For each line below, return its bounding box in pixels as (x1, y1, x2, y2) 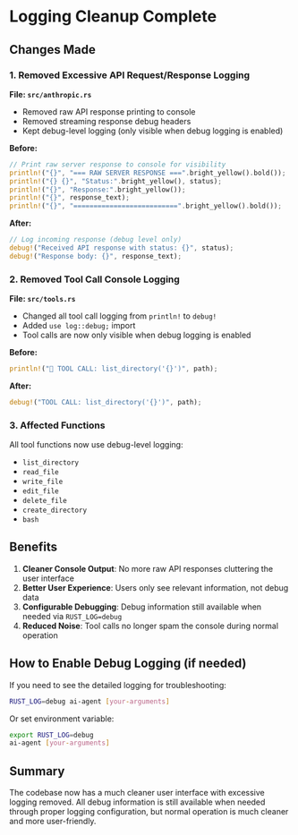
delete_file (21, 497, 67, 506)
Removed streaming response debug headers (21, 115, 192, 126)
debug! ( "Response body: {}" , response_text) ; (9, 251, 182, 260)
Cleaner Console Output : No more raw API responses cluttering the (21, 563, 274, 574)
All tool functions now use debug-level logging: (9, 439, 183, 450)
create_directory (21, 506, 88, 515)
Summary (9, 763, 65, 779)
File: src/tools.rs (9, 294, 76, 304)
